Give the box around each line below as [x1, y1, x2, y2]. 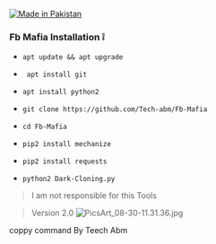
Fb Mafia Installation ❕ [9, 30, 105, 43]
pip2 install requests [22, 157, 108, 166]
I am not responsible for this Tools [30, 190, 157, 201]
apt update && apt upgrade [22, 53, 124, 62]
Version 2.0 [30, 207, 74, 219]
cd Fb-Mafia [22, 122, 67, 132]
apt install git [26, 70, 88, 80]
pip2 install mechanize [22, 140, 112, 149]
